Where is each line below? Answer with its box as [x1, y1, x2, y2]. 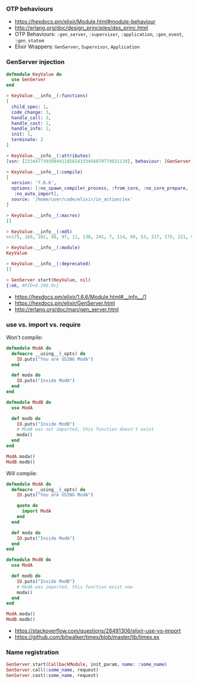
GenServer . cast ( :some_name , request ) [6, 673, 99, 679]
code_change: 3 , [11, 109, 51, 115]
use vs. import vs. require [6, 320, 81, 328]
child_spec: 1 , [11, 104, 49, 110]
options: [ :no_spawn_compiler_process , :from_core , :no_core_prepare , [11, 185, 189, 192]
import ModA [21, 508, 51, 514]
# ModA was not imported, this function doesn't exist [16, 426, 154, 432]
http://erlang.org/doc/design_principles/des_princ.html [14, 24, 148, 31]
